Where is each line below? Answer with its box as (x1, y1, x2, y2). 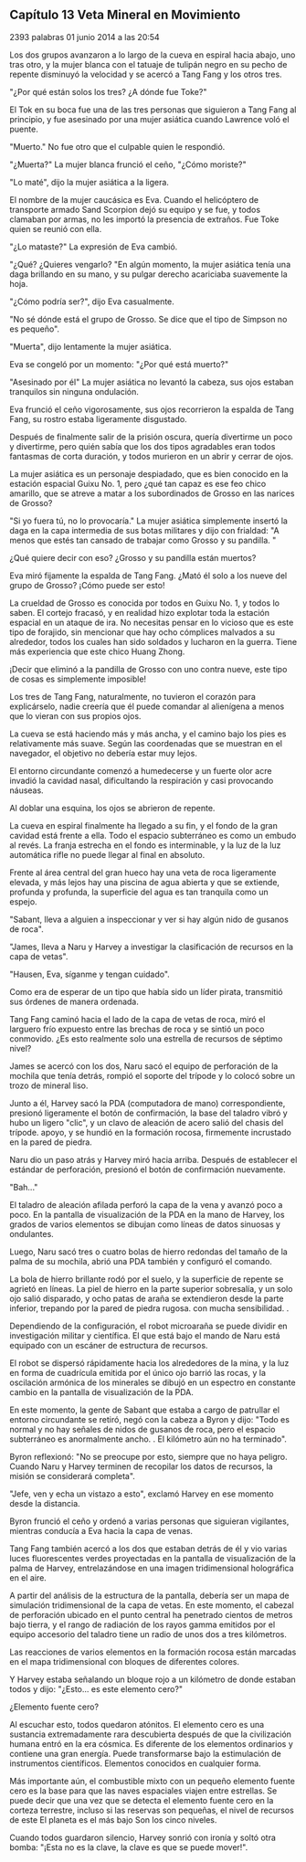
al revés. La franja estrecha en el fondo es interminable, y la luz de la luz (9, 840, 281, 851)
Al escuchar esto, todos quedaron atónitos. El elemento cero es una (9, 1719, 265, 1730)
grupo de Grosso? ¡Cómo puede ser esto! (9, 579, 165, 590)
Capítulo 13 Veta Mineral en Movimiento (9, 7, 241, 23)
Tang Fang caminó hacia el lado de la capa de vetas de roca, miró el (9, 1013, 266, 1024)
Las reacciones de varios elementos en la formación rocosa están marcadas (9, 1646, 297, 1657)
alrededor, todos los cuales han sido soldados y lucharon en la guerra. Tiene (9, 636, 298, 647)
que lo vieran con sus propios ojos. (9, 710, 142, 721)
